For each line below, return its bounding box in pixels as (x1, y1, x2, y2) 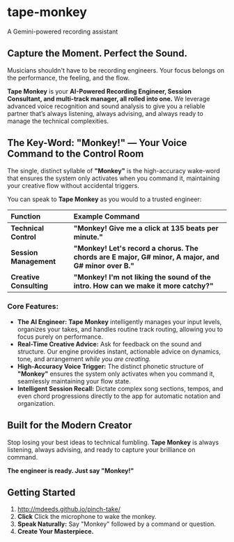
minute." (73, 232, 103, 242)
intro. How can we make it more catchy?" (73, 281, 214, 291)
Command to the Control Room (7, 148, 144, 160)
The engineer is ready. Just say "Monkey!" (7, 466, 134, 475)
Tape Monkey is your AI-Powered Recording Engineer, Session (7, 87, 192, 95)
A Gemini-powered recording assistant (7, 27, 118, 36)
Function (10, 211, 41, 221)
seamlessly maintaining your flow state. (17, 376, 131, 385)
